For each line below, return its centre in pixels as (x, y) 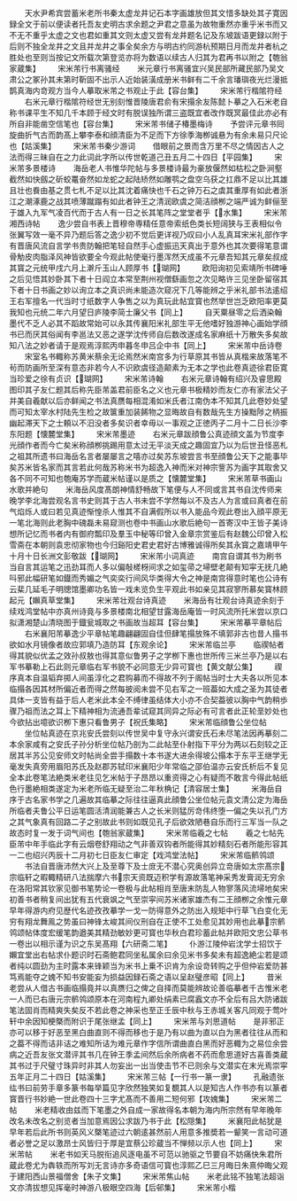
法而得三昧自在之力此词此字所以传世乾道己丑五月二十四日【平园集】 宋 (146, 157)
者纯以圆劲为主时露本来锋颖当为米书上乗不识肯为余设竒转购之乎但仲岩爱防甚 (148, 966)
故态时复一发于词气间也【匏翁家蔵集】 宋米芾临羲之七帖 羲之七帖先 (147, 833)
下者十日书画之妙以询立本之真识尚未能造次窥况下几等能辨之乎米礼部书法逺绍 (148, 290)
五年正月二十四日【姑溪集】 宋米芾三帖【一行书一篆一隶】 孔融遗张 (147, 1076)
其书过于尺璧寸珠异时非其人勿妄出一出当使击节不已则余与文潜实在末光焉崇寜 (148, 1065)
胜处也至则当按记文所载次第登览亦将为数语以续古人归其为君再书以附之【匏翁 (148, 57)
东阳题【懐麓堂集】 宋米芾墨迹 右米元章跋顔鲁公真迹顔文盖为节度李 (147, 434)
